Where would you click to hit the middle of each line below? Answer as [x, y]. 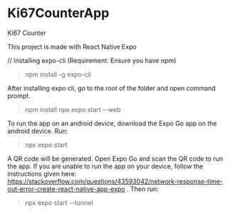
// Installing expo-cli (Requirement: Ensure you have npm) [92, 60]
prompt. [19, 96]
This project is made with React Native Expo [72, 46]
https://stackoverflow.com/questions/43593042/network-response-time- [115, 181]
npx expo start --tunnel [59, 203]
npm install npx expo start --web [73, 109]
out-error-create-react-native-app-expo [67, 189]
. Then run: [142, 189]
